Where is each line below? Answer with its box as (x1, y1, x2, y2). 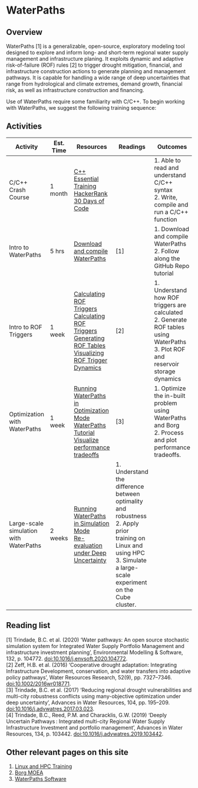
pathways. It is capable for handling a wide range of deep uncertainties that (6, 74, 190, 81)
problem (154, 399, 178, 407)
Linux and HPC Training (14, 763, 72, 770)
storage (154, 367, 176, 375)
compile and (154, 200, 189, 208)
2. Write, (154, 193, 178, 201)
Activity (15, 142, 38, 151)
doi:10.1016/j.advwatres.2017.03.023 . (6, 705, 95, 712)
